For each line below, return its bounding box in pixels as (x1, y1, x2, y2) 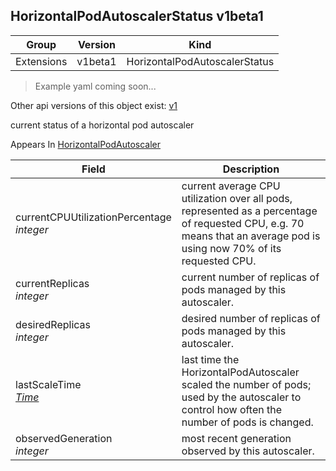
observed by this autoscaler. (181, 444, 315, 458)
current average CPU (181, 179, 281, 193)
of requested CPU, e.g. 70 (181, 216, 305, 230)
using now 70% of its (181, 241, 282, 255)
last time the (181, 352, 240, 366)
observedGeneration (15, 431, 113, 445)
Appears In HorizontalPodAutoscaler (10, 138, 162, 150)
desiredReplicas (15, 317, 91, 331)
